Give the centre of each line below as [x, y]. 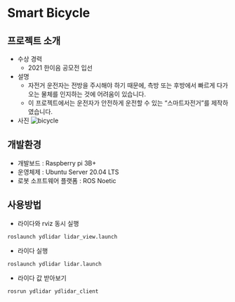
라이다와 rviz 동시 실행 [48, 223]
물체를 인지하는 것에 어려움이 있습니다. [94, 94]
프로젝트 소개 [34, 40]
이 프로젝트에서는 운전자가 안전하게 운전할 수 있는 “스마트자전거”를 [119, 103]
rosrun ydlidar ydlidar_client [53, 291]
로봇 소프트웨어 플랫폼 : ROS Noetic [67, 180]
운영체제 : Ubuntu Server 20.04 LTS [68, 172]
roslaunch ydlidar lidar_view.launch [62, 237]
